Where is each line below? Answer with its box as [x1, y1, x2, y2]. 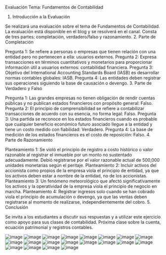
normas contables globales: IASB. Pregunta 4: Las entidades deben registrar [5, 75, 161, 81]
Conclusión [5, 205, 29, 210]
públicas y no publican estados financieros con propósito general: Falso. [5, 100, 153, 106]
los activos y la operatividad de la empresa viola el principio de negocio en [5, 183, 157, 189]
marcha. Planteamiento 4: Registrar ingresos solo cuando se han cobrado [5, 189, 155, 194]
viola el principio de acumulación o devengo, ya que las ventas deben [5, 194, 147, 200]
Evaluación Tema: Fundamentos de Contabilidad [5, 4, 104, 10]
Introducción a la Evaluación [12, 14, 70, 19]
